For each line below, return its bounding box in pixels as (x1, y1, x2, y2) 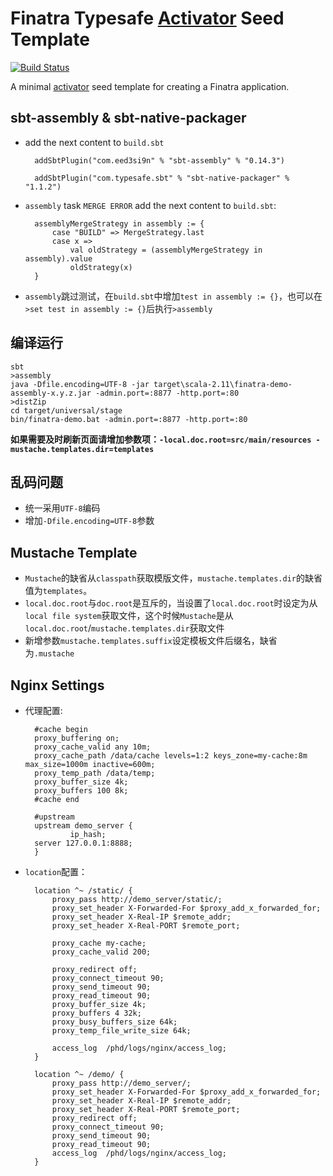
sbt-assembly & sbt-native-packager (10, 110, 247, 127)
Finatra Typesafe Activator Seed (10, 7, 285, 30)
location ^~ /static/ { (34, 886, 133, 896)
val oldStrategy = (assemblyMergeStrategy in (69, 245, 263, 255)
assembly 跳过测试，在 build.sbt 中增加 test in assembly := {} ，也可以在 (24, 290, 323, 302)
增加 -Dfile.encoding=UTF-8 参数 (24, 515, 155, 527)
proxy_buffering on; (34, 733, 120, 743)
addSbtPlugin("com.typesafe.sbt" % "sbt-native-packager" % (34, 173, 290, 183)
